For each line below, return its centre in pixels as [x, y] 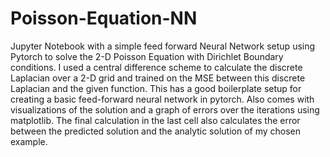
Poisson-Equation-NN [104, 18]
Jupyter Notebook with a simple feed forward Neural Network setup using [163, 46]
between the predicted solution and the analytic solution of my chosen [156, 131]
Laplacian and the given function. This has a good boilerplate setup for [156, 88]
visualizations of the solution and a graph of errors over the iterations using [165, 109]
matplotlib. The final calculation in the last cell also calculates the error [155, 120]
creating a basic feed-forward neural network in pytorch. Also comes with [162, 99]
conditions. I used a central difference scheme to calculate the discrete [156, 67]
